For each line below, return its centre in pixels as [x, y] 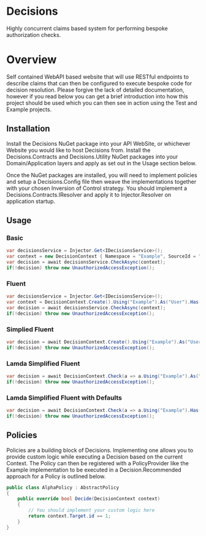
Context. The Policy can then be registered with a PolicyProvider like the [97, 463]
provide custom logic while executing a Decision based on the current [94, 457]
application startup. [31, 201]
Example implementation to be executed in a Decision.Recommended [94, 470]
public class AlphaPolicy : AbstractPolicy [63, 487]
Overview [32, 60]
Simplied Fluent [30, 329]
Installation [28, 129]
